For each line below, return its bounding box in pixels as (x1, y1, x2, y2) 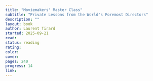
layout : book (5, 21, 33, 27)
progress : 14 (5, 63, 33, 68)
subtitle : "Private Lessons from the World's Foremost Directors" (5, 12, 148, 17)
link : (5, 68, 17, 73)
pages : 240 (5, 59, 28, 64)
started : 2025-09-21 (5, 31, 49, 36)
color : (5, 49, 19, 54)
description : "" (5, 17, 40, 22)
